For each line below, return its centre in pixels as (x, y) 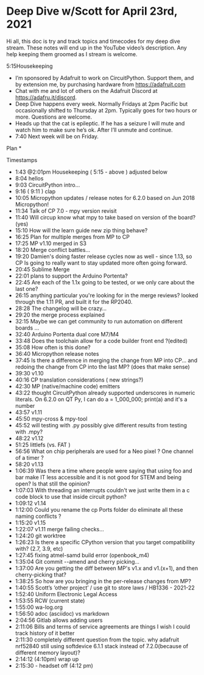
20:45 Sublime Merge (42, 269)
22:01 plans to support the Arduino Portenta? (71, 276)
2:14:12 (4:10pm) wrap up (47, 659)
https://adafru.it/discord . (46, 97)
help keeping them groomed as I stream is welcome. (72, 54)
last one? (26, 289)
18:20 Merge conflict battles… (52, 249)
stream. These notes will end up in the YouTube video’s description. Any (97, 48)
